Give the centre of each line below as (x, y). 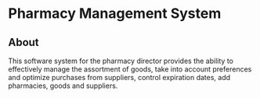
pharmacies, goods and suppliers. (63, 86)
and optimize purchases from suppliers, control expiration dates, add (119, 77)
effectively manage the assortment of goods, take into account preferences (130, 69)
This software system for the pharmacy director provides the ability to (121, 61)
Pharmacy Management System (115, 14)
